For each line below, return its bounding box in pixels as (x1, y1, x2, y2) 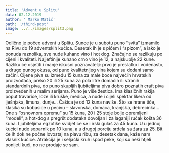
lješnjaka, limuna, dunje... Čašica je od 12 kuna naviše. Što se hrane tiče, (5, 99, 156, 105)
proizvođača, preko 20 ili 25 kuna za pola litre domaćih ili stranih (5, 78, 140, 84)
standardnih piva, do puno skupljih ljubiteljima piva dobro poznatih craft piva (5, 83, 164, 89)
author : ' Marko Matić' (5, 17, 56, 22)
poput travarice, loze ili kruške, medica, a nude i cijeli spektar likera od (5, 94, 152, 100)
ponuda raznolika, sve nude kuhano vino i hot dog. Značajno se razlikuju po (5, 51, 163, 57)
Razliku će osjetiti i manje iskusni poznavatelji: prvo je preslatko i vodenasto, (5, 62, 164, 68)
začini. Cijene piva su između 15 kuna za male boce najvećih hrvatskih (5, 72, 152, 78)
